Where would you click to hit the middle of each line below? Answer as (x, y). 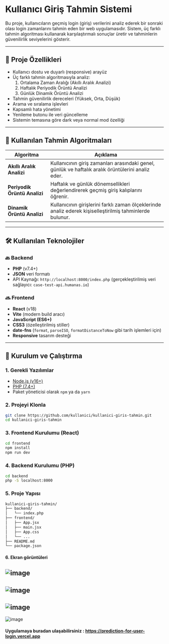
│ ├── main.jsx (23, 527)
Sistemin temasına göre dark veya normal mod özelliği (68, 120)
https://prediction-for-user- (115, 631)
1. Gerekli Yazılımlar (30, 370)
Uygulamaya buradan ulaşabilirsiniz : (45, 631)
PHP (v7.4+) (25, 269)
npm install (18, 448)
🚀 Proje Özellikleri (33, 60)
